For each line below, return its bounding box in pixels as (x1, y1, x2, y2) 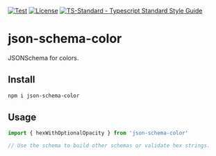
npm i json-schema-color (8, 92, 80, 99)
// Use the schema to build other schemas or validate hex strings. (8, 142, 210, 149)
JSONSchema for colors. (8, 53, 79, 62)
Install (8, 73, 35, 86)
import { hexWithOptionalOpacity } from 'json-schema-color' (8, 130, 189, 137)
